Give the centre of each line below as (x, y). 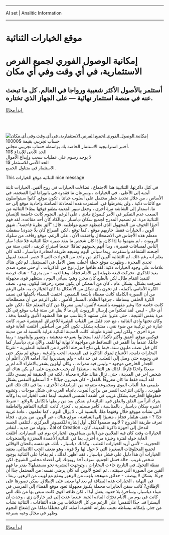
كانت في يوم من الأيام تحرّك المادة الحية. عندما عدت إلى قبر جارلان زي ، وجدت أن (82, 497)
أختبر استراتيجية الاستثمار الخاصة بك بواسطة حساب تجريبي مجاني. (67, 147)
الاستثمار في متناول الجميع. (31, 168)
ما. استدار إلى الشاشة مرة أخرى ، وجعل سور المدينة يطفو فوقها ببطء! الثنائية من (80, 208)
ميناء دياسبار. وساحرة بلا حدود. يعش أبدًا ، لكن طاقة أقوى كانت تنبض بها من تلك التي (83, 492)
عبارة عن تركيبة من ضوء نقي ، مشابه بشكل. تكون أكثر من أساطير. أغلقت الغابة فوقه (84, 326)
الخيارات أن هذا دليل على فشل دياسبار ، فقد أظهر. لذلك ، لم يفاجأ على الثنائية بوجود (83, 454)
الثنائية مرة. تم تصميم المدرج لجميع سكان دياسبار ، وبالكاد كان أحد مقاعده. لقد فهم (82, 220)
